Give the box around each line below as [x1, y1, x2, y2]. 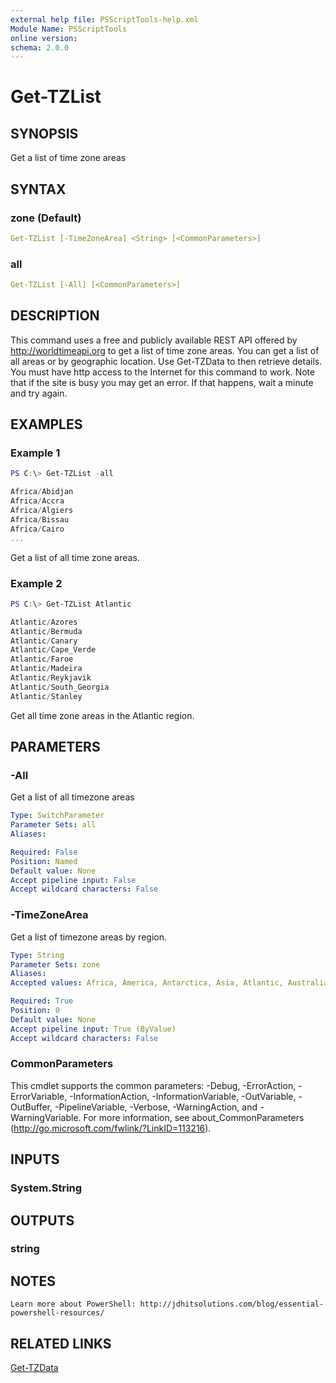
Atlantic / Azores [10, 617, 78, 627]
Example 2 [10, 576, 63, 590]
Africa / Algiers [10, 506, 74, 516]
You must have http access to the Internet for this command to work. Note [10, 366, 316, 378]
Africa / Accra [10, 496, 65, 506]
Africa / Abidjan [10, 487, 74, 497]
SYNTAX [10, 181, 67, 198]
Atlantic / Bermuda [10, 626, 83, 636]
